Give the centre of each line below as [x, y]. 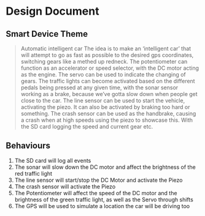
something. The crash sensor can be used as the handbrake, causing [108, 114]
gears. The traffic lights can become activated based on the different [108, 81]
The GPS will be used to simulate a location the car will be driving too [102, 206]
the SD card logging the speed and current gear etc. [87, 126]
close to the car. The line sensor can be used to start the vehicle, [103, 100]
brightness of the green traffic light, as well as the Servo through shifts [104, 199]
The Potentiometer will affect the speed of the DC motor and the [96, 193]
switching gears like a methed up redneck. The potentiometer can [104, 61]
